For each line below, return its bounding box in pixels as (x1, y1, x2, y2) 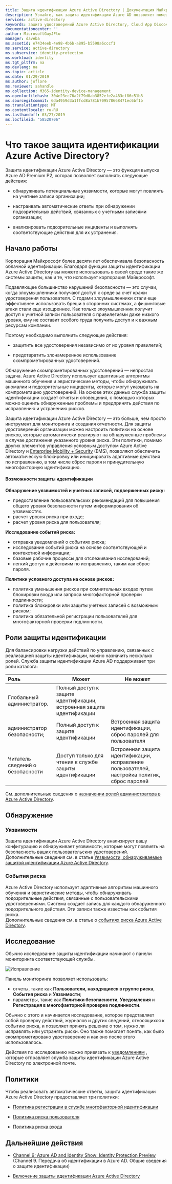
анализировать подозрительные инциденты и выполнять (12, 224, 138, 230)
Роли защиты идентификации (5, 633, 106, 642)
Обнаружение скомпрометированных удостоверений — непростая (5, 367, 154, 373)
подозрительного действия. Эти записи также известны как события (5, 906, 157, 912)
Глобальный (8, 693, 39, 701)
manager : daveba (5, 36, 40, 41)
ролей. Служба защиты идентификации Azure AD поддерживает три (5, 658, 155, 664)
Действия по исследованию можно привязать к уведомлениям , (5, 1049, 147, 1055)
